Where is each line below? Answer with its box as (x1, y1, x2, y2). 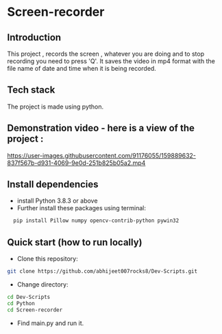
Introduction (7, 32, 62, 43)
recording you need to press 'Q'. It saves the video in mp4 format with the (7, 57, 216, 65)
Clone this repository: (16, 255, 78, 263)
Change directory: (16, 280, 69, 289)
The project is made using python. (7, 102, 104, 111)
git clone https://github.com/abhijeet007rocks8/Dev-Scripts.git (7, 268, 197, 275)
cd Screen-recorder (7, 307, 63, 313)
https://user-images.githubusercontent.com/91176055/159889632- (7, 151, 197, 159)
